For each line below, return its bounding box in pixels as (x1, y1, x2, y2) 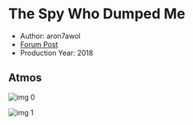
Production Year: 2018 (19, 48, 94, 57)
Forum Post (19, 39, 58, 49)
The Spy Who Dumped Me (8, 5, 186, 23)
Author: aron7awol (19, 31, 81, 41)
